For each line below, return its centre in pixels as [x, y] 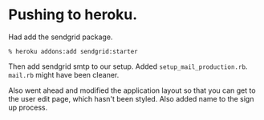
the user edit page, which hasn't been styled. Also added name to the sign [131, 98]
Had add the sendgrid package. [61, 37]
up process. [28, 107]
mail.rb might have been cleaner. [64, 74]
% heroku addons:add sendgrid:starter [73, 51]
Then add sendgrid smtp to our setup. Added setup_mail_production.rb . [128, 66]
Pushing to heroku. [73, 15]
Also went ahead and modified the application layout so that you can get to [132, 90]
